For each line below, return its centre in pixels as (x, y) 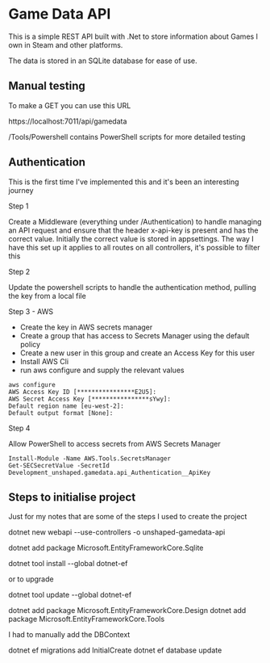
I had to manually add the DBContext (69, 635)
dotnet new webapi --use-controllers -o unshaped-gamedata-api (117, 532)
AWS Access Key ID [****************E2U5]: (83, 392)
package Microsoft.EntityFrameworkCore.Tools (87, 619)
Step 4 (19, 428)
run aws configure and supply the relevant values (102, 370)
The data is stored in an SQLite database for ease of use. (103, 61)
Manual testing (47, 86)
